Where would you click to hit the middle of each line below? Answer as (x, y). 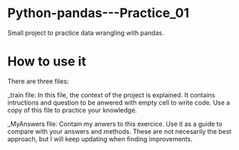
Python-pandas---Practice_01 (98, 13)
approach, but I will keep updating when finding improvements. (100, 139)
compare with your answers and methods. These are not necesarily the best (119, 131)
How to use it (47, 61)
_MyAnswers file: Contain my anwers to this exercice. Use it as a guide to (115, 124)
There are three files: (38, 81)
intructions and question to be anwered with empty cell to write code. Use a (119, 102)
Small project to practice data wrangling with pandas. (86, 33)
